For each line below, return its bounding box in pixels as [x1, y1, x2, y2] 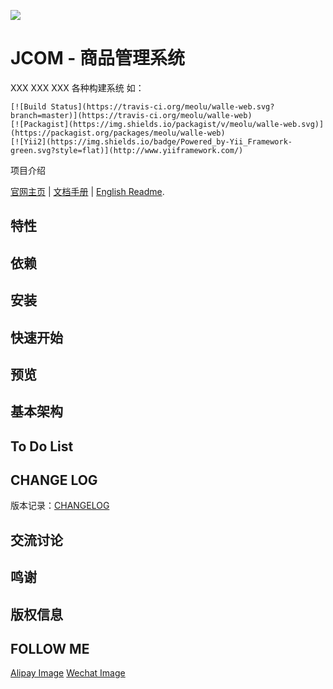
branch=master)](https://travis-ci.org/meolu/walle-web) [10, 110, 253, 120]
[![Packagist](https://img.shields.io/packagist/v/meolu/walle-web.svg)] [10, 119, 325, 129]
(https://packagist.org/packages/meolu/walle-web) [10, 128, 226, 138]
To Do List [10, 438, 74, 455]
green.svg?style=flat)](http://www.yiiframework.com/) [10, 145, 244, 155]
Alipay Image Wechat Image [10, 667, 126, 679]
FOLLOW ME [10, 641, 90, 658]
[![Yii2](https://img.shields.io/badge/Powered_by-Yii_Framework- [10, 136, 293, 147]
